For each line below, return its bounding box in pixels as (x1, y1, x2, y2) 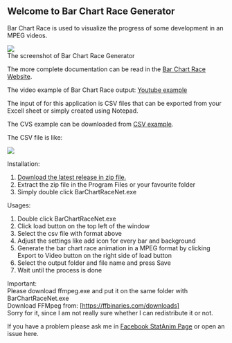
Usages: (7, 201, 31, 210)
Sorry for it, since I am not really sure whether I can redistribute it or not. (7, 308, 213, 317)
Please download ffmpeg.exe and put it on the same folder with (7, 286, 188, 295)
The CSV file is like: (7, 133, 63, 141)
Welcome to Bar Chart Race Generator (7, 6, 175, 17)
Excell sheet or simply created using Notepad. (7, 106, 139, 115)
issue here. (7, 329, 39, 337)
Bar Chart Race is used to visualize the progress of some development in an (7, 24, 224, 32)
